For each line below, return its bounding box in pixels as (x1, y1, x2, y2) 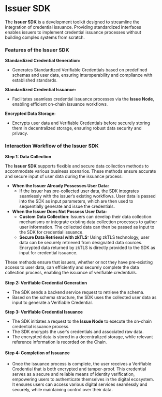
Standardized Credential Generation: (5, 58, 81, 64)
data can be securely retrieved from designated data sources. (19, 239, 143, 245)
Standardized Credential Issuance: (5, 87, 76, 93)
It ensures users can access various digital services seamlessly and (12, 381, 147, 387)
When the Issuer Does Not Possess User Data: (12, 208, 107, 214)
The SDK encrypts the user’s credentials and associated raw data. (12, 329, 144, 334)
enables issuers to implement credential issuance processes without (5, 29, 142, 35)
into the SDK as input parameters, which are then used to (19, 198, 133, 204)
